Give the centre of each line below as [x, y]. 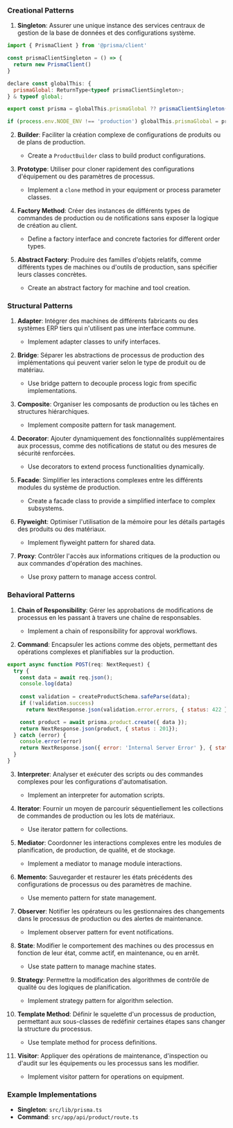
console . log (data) [46, 684]
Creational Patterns [41, 10]
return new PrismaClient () [52, 65]
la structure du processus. [54, 1029]
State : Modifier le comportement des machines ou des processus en [115, 945]
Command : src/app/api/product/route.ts [78, 1117]
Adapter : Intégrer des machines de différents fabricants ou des [108, 321]
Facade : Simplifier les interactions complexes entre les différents [110, 480]
